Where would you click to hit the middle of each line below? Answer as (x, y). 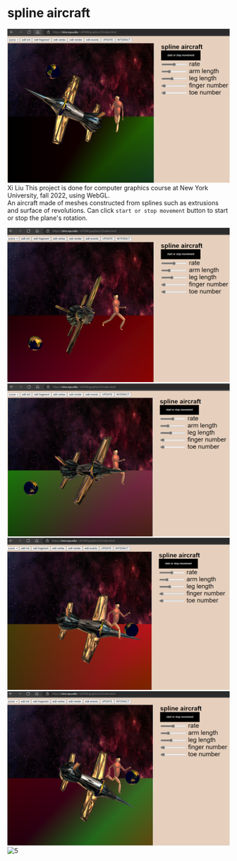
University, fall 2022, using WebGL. (59, 195)
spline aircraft (49, 13)
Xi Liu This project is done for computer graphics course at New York (108, 187)
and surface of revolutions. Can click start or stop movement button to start (118, 210)
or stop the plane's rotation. (48, 218)
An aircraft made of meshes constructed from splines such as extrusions (113, 202)
